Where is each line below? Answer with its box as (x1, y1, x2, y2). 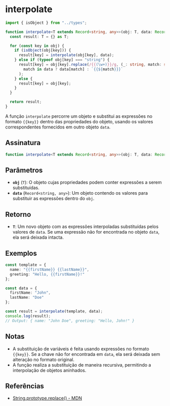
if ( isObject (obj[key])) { (14, 48, 71, 53)
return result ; (10, 100, 42, 105)
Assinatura (5, 139, 41, 147)
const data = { (5, 286, 37, 291)
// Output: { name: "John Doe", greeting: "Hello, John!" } (5, 318, 135, 323)
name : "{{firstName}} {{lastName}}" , (10, 267, 90, 272)
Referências (5, 382, 45, 390)
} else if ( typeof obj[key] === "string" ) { (14, 57, 110, 63)
